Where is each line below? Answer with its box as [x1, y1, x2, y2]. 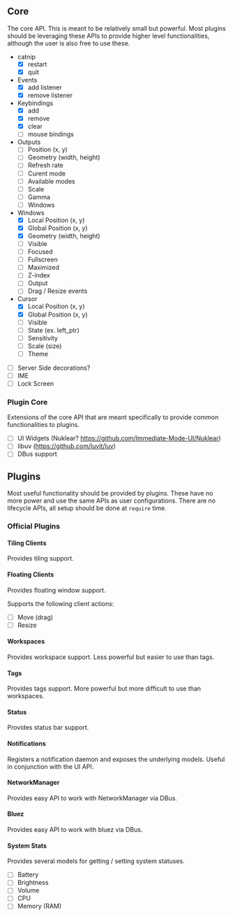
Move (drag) [17, 613, 54, 621]
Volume [17, 886, 40, 895]
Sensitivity [27, 333, 58, 342]
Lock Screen [17, 380, 54, 387]
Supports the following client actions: [7, 599, 114, 607]
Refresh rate [27, 161, 64, 170]
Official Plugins [7, 521, 61, 531]
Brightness [17, 879, 49, 887]
